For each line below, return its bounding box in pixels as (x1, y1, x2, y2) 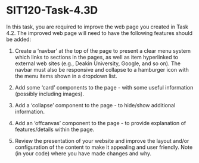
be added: (6, 36, 32, 43)
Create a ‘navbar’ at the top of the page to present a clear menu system (14, 47, 191, 54)
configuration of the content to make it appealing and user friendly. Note (14, 143, 193, 151)
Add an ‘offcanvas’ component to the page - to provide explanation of (14, 119, 186, 126)
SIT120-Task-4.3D (6, 4, 98, 17)
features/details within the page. (14, 126, 95, 133)
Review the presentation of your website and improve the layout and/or (14, 137, 189, 144)
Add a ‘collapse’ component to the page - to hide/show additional (14, 101, 176, 108)
